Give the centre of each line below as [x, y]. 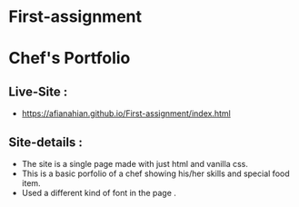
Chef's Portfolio [70, 59]
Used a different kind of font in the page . [99, 193]
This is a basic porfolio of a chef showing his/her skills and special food [155, 173]
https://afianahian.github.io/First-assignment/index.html [126, 113]
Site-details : [46, 142]
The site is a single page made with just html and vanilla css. [135, 164]
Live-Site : [38, 91]
